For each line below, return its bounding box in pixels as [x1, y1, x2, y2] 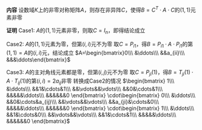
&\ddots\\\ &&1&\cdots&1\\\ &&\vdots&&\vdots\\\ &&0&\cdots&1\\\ [6, 85, 163, 92]
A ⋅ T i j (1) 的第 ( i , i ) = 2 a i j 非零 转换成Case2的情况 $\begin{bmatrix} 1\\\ [6, 77, 175, 86]
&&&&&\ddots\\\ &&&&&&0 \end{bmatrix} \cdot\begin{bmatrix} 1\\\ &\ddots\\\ [6, 104, 195, 112]
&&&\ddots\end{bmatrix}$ [6, 56, 71, 63]
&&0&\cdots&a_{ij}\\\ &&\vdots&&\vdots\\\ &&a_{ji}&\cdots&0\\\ [6, 98, 160, 105]
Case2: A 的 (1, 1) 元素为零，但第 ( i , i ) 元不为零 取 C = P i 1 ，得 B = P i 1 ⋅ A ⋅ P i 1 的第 [6, 41, 193, 49]
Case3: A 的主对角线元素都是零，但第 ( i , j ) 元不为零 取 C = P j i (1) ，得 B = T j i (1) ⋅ [6, 69, 194, 78]
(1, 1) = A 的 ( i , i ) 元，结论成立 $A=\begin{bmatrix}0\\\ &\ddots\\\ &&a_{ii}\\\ [6, 49, 185, 56]
